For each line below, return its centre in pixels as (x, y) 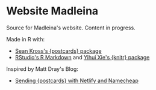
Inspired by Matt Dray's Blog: (42, 69)
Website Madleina (52, 11)
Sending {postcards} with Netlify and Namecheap (76, 80)
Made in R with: (26, 39)
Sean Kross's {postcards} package (58, 51)
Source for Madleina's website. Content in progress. (71, 28)
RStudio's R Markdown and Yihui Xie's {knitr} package (82, 57)
